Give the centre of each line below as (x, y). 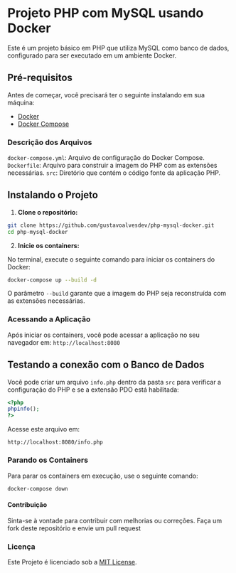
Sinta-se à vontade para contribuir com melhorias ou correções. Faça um (115, 520)
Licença (21, 547)
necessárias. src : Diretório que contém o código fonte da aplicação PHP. (114, 173)
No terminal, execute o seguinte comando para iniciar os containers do (111, 259)
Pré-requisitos (40, 78)
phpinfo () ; (23, 409)
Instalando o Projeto (53, 195)
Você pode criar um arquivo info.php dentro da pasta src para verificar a (114, 382)
